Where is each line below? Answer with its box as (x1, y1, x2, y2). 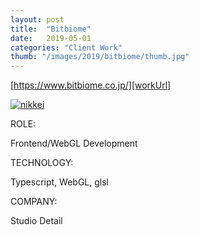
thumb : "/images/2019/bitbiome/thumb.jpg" (10, 52, 190, 62)
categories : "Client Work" (10, 42, 123, 53)
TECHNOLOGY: (10, 157, 74, 169)
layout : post (10, 14, 65, 25)
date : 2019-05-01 (10, 33, 92, 43)
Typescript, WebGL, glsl (10, 176, 109, 188)
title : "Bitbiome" (10, 24, 92, 34)
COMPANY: (10, 196, 58, 208)
